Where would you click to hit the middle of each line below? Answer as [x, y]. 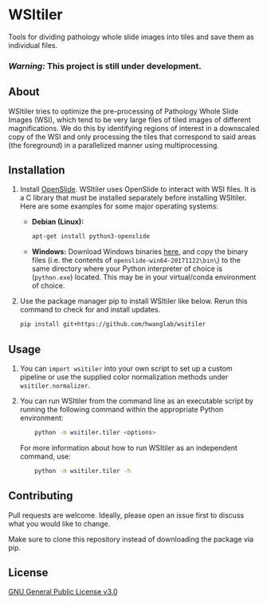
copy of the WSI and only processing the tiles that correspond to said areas [132, 137]
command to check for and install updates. [90, 310]
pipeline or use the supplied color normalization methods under [124, 377]
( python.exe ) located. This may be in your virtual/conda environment [144, 277]
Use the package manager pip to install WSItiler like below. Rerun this [133, 301]
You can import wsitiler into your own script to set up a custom [126, 368]
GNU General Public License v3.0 [63, 592]
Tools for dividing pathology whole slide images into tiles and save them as [132, 37]
